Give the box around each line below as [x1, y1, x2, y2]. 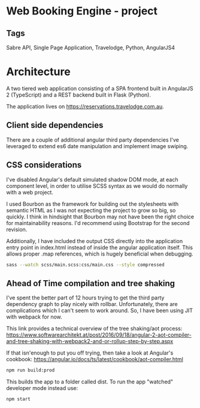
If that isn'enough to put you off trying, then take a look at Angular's [6, 349, 174, 356]
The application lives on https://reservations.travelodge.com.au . [6, 103, 165, 110]
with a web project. [6, 188, 54, 196]
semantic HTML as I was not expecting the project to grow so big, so [6, 206, 176, 214]
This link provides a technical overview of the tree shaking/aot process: [6, 325, 183, 332]
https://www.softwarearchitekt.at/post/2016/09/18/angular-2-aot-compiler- [6, 331, 192, 338]
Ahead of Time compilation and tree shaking [6, 278, 175, 289]
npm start [6, 396, 31, 403]
